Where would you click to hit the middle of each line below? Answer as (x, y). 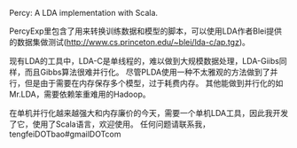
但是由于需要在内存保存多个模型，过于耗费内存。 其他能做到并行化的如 (154, 83)
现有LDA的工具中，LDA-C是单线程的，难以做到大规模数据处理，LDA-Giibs (144, 61)
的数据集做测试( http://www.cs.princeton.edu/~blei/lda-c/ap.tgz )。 (130, 42)
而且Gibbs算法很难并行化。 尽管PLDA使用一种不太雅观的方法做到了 (147, 72)
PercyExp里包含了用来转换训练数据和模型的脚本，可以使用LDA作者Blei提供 (145, 31)
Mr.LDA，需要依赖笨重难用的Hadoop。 (80, 94)
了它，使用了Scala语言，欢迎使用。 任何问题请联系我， (110, 124)
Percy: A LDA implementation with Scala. (83, 13)
